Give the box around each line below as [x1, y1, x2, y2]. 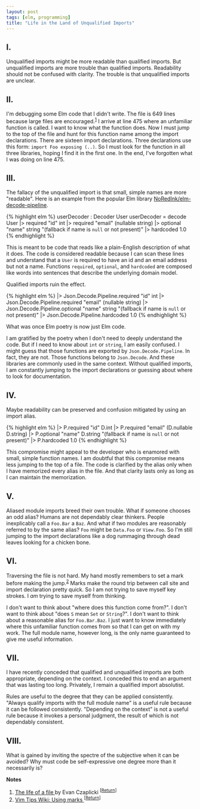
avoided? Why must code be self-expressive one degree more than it [6, 758, 176, 765]
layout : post [6, 8, 39, 15]
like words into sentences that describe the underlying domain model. [6, 269, 178, 276]
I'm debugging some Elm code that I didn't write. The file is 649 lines [6, 110, 176, 117]
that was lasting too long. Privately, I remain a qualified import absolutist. [6, 682, 185, 689]
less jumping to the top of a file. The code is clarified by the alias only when [6, 461, 192, 469]
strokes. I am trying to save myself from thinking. [6, 592, 127, 599]
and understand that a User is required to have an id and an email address [6, 257, 187, 264]
